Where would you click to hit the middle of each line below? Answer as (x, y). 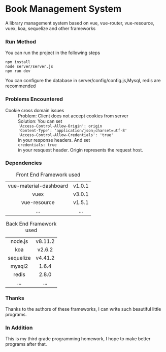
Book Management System (63, 9)
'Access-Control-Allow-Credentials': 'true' (66, 135)
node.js (19, 241)
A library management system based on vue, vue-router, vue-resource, (80, 23)
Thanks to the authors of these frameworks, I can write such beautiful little (83, 309)
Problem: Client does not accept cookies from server (73, 116)
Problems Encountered (34, 99)
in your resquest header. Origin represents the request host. (81, 150)
